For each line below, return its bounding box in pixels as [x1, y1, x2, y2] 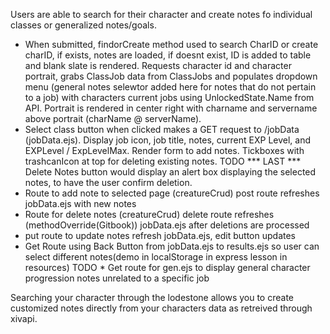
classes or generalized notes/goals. [10, 19, 157, 31]
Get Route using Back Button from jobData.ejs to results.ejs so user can [24, 240, 320, 252]
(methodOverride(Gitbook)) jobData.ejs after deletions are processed [24, 219, 310, 231]
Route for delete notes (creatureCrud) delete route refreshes [24, 209, 275, 220]
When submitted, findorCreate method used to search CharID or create [24, 39, 319, 50]
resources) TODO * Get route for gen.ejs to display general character [24, 262, 311, 273]
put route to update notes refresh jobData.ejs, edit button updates [24, 230, 296, 241]
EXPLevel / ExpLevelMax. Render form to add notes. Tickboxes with [24, 145, 305, 156]
